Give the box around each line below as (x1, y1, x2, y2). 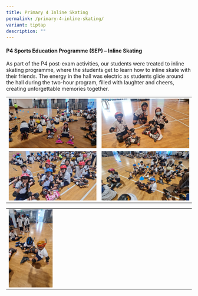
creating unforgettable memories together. (6, 85, 110, 93)
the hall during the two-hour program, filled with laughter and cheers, (6, 79, 174, 86)
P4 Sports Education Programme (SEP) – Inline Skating (6, 47, 143, 54)
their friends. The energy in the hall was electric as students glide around (6, 73, 184, 80)
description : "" (6, 28, 46, 34)
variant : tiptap (6, 22, 46, 28)
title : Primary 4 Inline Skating (6, 9, 88, 15)
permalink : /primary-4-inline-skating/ (6, 15, 104, 22)
